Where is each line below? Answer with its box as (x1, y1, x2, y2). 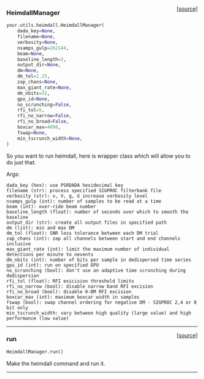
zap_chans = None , (17, 79, 59, 85)
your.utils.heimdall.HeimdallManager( (6, 23, 104, 29)
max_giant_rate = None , (17, 85, 72, 91)
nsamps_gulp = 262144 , (17, 45, 69, 51)
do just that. (6, 158, 36, 166)
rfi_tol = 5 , (17, 107, 45, 113)
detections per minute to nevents (6, 251, 94, 257)
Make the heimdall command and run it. (6, 360, 106, 367)
